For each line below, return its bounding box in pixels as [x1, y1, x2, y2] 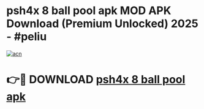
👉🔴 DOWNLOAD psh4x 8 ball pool [6, 73, 186, 86]
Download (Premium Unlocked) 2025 [6, 17, 199, 31]
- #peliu [6, 30, 47, 43]
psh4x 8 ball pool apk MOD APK [6, 4, 172, 18]
